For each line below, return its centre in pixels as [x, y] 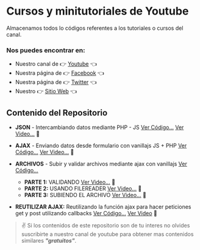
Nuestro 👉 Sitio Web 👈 [46, 91]
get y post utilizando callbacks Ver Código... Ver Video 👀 [86, 214]
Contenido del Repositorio [57, 113]
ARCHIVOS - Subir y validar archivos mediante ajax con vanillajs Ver [101, 164]
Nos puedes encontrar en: [46, 50]
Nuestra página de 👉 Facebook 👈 [60, 73]
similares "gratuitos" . [49, 241]
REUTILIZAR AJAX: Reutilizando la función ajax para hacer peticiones [103, 207]
